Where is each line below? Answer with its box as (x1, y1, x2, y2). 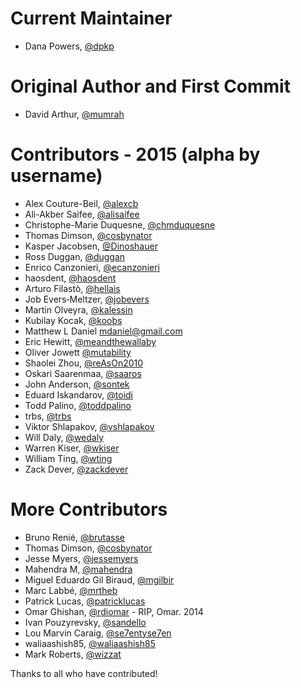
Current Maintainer (10, 7, 173, 30)
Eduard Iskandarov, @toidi (24, 388, 133, 401)
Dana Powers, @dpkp (24, 40, 115, 52)
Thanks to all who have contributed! (10, 667, 158, 679)
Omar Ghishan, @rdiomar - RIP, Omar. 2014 (24, 605, 204, 617)
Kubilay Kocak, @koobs (24, 314, 123, 326)
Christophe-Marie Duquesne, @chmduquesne (24, 218, 216, 231)
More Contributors (10, 498, 168, 521)
